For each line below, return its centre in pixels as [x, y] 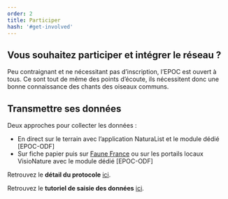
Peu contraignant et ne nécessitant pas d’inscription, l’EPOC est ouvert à [112, 72]
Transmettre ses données [64, 109]
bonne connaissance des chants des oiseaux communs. [88, 87]
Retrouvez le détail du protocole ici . [59, 175]
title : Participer [34, 20]
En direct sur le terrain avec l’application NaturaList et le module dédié [118, 139]
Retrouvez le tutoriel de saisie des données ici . [76, 188]
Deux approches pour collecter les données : [72, 125]
